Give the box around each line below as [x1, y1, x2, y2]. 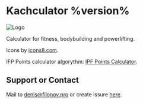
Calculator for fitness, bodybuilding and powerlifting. [6, 35, 135, 42]
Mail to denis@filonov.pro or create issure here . [6, 90, 122, 98]
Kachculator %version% [6, 4, 130, 18]
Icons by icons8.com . [6, 46, 59, 54]
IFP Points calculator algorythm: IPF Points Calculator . [6, 58, 138, 65]
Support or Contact [6, 75, 79, 85]
